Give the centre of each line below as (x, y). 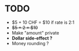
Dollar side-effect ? (32, 38)
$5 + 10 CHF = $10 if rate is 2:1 (43, 22)
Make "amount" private (36, 33)
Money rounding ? (30, 43)
